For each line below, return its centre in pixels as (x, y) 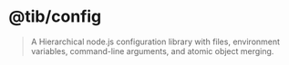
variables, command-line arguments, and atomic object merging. (152, 51)
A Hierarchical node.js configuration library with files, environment (155, 42)
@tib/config (55, 17)
